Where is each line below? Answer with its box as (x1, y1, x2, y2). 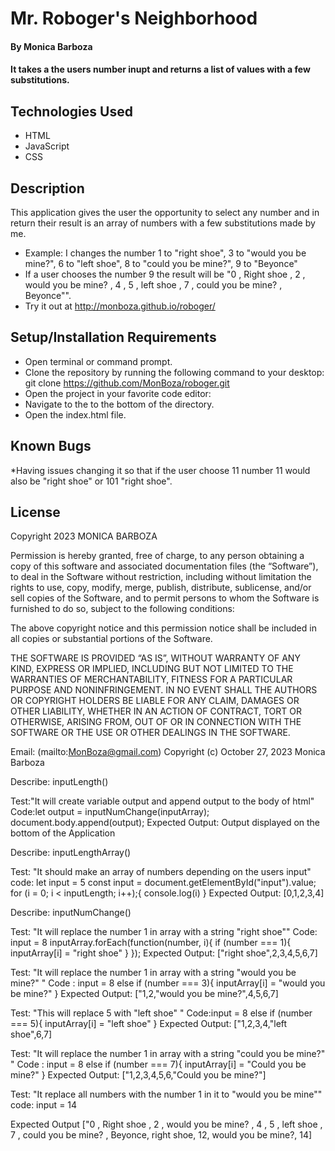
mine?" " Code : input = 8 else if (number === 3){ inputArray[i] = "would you (10, 977, 326, 989)
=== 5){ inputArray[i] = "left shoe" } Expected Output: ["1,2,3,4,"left (10, 1018, 288, 1030)
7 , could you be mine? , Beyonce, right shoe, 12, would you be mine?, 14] (10, 1129, 313, 1141)
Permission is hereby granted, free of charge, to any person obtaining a (10, 550, 305, 562)
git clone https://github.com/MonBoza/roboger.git (24, 377, 230, 389)
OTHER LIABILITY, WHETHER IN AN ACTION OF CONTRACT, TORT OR (10, 705, 302, 717)
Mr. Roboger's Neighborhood (10, 7, 258, 30)
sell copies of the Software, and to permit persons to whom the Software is (10, 592, 320, 604)
